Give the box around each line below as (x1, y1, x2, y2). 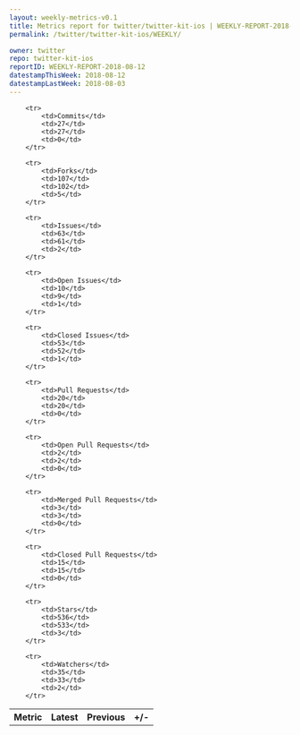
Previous (87, 711, 126, 723)
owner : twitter (9, 46, 66, 55)
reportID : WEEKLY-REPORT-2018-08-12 (9, 63, 146, 72)
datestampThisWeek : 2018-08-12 (9, 71, 126, 81)
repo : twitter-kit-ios (9, 55, 94, 64)
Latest (50, 711, 79, 723)
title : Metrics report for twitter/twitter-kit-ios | (9, 21, 214, 30)
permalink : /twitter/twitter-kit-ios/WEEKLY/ (9, 30, 181, 38)
